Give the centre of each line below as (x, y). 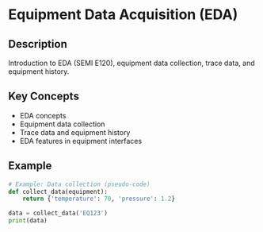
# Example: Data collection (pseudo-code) (79, 184)
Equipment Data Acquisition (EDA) (123, 15)
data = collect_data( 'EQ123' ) (58, 213)
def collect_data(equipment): (58, 191)
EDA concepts (43, 115)
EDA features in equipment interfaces (81, 141)
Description (38, 44)
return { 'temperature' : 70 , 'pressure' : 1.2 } (99, 199)
